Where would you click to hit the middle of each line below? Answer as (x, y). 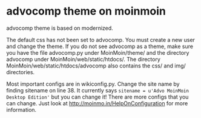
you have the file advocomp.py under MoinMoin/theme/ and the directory (98, 52)
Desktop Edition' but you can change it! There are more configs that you (97, 97)
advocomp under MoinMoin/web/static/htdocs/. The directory (83, 59)
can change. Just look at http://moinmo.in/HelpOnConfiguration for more (97, 103)
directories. (21, 72)
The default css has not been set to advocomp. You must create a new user (101, 40)
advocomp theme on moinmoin (86, 11)
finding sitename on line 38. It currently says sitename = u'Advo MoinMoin (98, 90)
